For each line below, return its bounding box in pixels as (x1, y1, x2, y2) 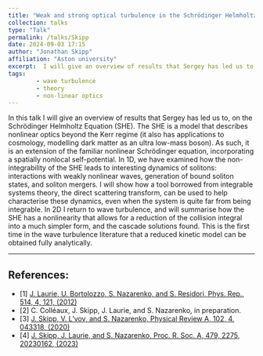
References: (8, 268, 69, 282)
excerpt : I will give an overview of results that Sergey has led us (8, 63, 243, 71)
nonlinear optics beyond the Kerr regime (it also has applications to (8, 130, 225, 140)
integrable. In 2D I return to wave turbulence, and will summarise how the (8, 205, 245, 214)
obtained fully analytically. (8, 238, 92, 248)
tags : (8, 70, 26, 78)
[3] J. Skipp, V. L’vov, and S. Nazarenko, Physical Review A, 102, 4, (19, 314, 235, 324)
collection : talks (8, 19, 68, 27)
